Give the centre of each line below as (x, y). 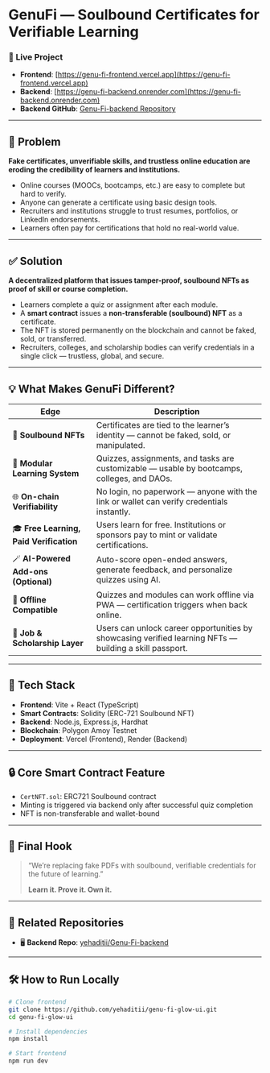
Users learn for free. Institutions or (161, 524)
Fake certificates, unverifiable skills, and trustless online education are (129, 161)
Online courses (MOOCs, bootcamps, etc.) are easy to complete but (133, 185)
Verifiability (35, 507)
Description (177, 411)
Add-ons (30, 571)
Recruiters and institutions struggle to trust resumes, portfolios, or (129, 211)
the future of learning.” (65, 874)
